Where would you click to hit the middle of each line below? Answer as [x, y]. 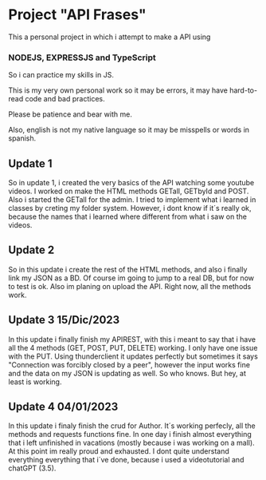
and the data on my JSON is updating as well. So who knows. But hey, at [127, 373]
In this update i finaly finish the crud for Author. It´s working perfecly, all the [132, 426]
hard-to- [243, 90]
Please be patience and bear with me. [70, 114]
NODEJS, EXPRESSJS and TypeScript [82, 58]
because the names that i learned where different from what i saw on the [127, 216]
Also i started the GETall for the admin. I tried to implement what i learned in [132, 200]
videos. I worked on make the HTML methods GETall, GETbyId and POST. [129, 191]
